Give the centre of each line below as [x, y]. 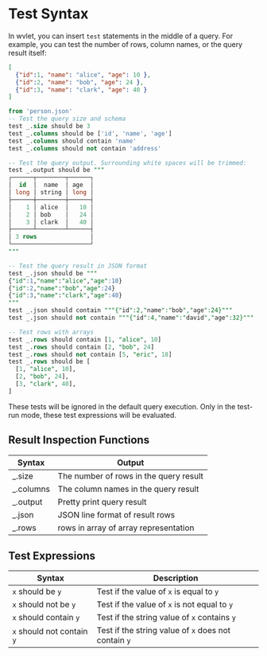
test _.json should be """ [53, 273]
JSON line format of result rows [116, 514]
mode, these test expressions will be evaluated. [99, 415]
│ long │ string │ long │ [51, 193]
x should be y [37, 592]
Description [176, 578]
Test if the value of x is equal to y [158, 592]
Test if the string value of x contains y [166, 618]
